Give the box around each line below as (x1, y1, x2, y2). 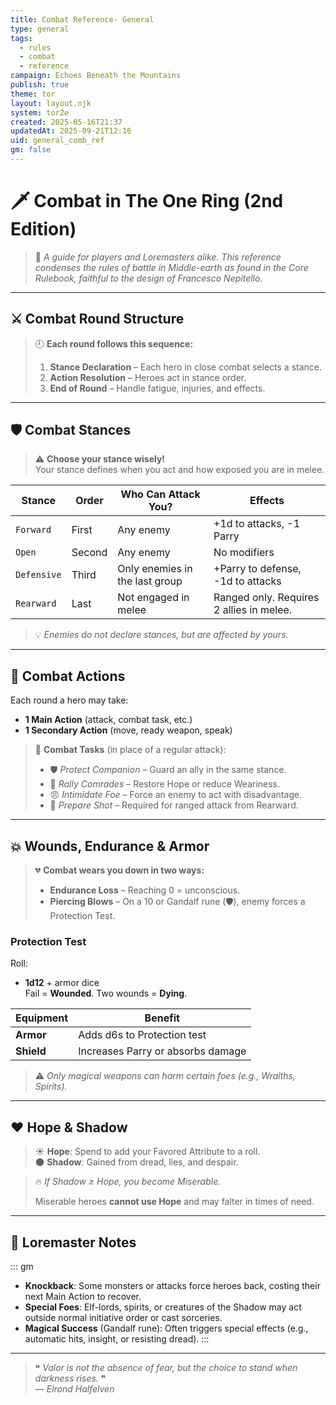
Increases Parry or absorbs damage (78, 1044, 247, 1058)
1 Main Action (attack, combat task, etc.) (24, 714, 193, 726)
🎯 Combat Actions (10, 667, 126, 685)
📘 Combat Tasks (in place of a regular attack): (34, 744, 227, 756)
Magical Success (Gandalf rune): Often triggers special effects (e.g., (24, 1322, 309, 1334)
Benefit (144, 1011, 180, 1025)
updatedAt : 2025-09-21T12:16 (10, 126, 132, 136)
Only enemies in (117, 562, 193, 576)
